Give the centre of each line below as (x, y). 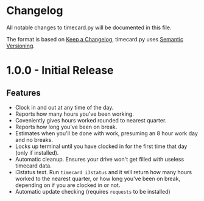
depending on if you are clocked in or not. (68, 185)
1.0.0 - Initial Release (60, 70)
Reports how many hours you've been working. (74, 114)
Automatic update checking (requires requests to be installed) (93, 191)
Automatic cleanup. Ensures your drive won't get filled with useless (100, 159)
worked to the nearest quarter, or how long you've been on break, (98, 178)
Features (23, 93)
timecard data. (33, 166)
